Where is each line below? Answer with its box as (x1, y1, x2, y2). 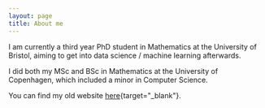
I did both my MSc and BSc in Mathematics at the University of (8, 66, 219, 76)
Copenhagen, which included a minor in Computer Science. (8, 75, 209, 84)
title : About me (8, 19, 63, 28)
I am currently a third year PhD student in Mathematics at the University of (8, 41, 258, 51)
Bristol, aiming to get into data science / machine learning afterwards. (8, 50, 241, 60)
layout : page (8, 11, 53, 20)
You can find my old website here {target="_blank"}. (8, 90, 181, 100)
